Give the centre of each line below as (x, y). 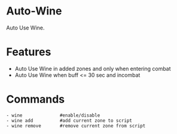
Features (29, 52)
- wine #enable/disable (53, 115)
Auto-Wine (34, 11)
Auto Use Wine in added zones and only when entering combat (93, 69)
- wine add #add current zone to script (69, 120)
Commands (36, 99)
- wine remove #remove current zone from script (76, 126)
